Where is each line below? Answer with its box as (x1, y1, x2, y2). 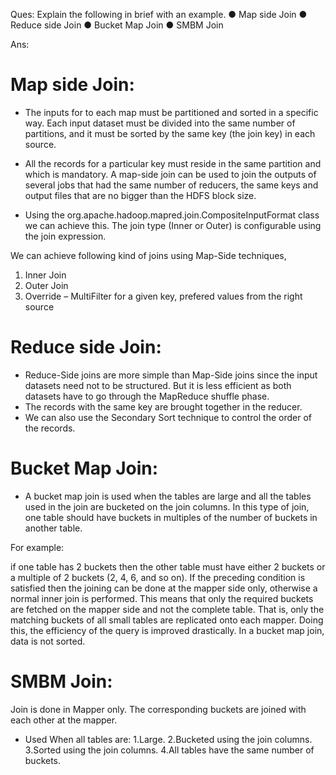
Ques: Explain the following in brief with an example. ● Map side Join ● (10, 9, 308, 20)
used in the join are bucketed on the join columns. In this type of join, (24, 500, 310, 513)
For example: (10, 541, 65, 553)
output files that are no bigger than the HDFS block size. (24, 189, 257, 201)
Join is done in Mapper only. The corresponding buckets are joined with (10, 703, 307, 715)
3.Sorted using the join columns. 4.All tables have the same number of (24, 744, 315, 756)
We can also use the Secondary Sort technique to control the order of (24, 411, 312, 423)
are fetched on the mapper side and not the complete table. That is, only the (10, 603, 325, 615)
